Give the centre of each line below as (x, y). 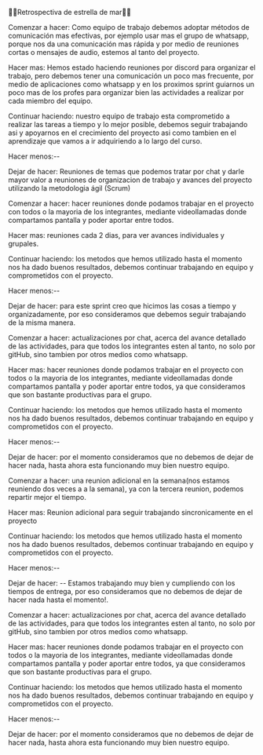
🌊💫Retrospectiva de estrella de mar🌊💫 (70, 12)
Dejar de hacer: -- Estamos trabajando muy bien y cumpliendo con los (122, 583)
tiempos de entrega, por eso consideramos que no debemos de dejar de (125, 591)
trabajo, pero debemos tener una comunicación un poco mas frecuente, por (131, 76)
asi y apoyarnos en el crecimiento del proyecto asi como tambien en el (122, 133)
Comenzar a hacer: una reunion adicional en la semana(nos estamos (119, 480)
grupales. (24, 244)
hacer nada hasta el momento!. (58, 600)
